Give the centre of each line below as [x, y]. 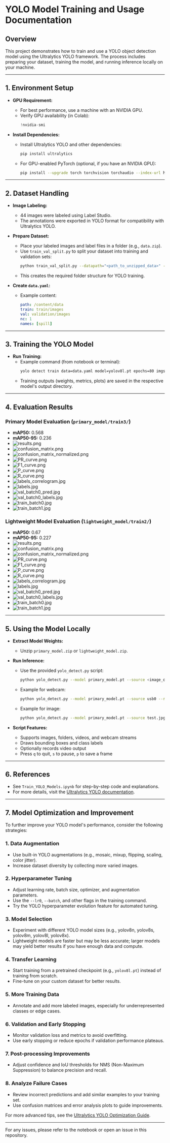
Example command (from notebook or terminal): [70, 362]
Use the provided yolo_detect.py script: [62, 670]
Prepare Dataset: [31, 236]
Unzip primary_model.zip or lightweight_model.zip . [74, 651]
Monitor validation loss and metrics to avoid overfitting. [70, 1035]
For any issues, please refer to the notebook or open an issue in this [76, 1130]
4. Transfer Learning [31, 960]
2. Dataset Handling [37, 193]
